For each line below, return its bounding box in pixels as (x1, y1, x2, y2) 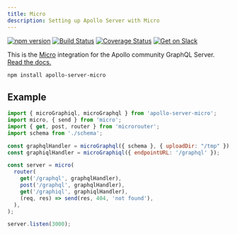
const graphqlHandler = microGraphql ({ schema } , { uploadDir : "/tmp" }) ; (7, 143, 233, 150)
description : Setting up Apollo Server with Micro (7, 17, 160, 24)
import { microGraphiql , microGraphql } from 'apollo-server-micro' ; (7, 110, 217, 117)
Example (7, 91, 47, 103)
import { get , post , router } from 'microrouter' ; (7, 123, 160, 130)
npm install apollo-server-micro (7, 72, 106, 79)
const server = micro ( (7, 162, 74, 169)
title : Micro (7, 10, 46, 18)
